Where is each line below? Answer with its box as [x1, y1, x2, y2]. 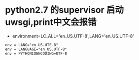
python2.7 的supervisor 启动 [5, 4, 124, 16]
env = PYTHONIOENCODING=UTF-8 [5, 51, 68, 56]
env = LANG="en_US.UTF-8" [5, 42, 58, 47]
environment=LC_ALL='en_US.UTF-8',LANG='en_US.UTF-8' [12, 33, 134, 39]
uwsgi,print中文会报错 [5, 17, 97, 28]
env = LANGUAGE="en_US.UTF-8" [5, 47, 68, 52]
